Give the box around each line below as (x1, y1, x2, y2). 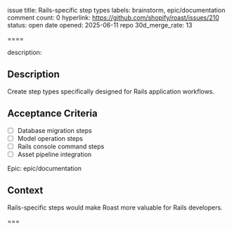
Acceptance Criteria (7, 108, 98, 120)
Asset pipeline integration (17, 150, 92, 158)
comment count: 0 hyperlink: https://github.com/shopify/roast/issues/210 (7, 13, 219, 22)
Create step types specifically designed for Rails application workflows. (7, 87, 215, 96)
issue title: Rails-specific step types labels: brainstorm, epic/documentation (7, 6, 226, 14)
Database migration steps (17, 126, 93, 134)
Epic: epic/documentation (7, 164, 82, 172)
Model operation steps (17, 134, 83, 143)
